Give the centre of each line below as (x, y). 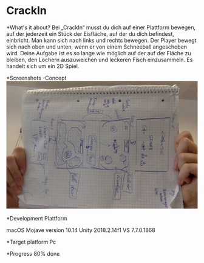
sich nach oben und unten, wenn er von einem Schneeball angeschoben (97, 47)
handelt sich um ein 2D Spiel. (43, 66)
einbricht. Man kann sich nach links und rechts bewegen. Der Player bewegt (101, 40)
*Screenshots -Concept (36, 78)
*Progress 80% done (33, 253)
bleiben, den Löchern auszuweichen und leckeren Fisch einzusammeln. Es (100, 60)
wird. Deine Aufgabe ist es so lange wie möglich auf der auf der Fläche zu (99, 53)
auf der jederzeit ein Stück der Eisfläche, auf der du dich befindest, (90, 33)
